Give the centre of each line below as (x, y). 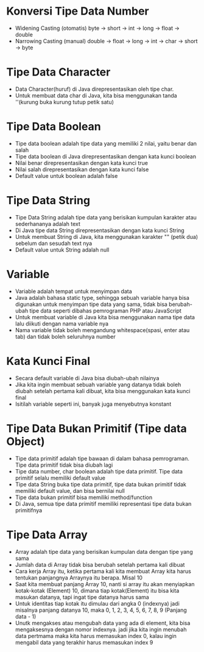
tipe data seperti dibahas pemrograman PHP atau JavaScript (105, 310)
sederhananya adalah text (48, 224)
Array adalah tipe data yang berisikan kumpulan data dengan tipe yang (104, 551)
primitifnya (29, 510)
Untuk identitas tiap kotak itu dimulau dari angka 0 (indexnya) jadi (97, 603)
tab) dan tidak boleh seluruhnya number (65, 336)
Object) (26, 441)
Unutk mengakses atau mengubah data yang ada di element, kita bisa (103, 623)
